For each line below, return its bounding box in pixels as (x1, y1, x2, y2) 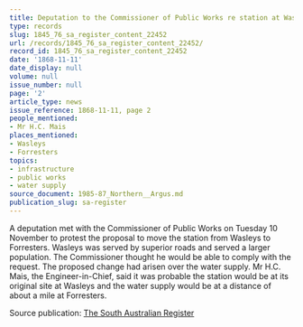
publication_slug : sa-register (9, 198, 127, 208)
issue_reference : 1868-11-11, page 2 (9, 106, 151, 115)
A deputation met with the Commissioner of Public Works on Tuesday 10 (9, 222, 278, 233)
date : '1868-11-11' (9, 55, 83, 64)
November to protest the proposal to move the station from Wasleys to (9, 232, 271, 243)
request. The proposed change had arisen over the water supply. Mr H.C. (9, 261, 281, 272)
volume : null (9, 72, 59, 81)
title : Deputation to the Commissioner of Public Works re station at (9, 13, 280, 23)
